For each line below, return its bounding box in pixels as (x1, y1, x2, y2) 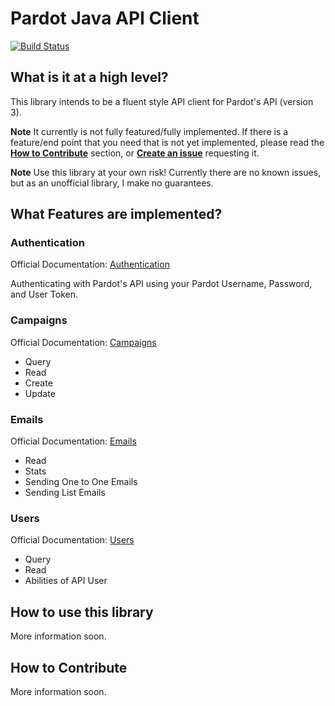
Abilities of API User (24, 575, 108, 587)
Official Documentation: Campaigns (10, 336, 157, 348)
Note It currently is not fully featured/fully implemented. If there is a (10, 125, 289, 137)
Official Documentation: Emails (10, 435, 137, 447)
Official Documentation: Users (10, 534, 135, 546)
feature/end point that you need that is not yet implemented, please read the (10, 136, 325, 148)
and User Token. (10, 288, 78, 301)
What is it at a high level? (10, 69, 169, 86)
